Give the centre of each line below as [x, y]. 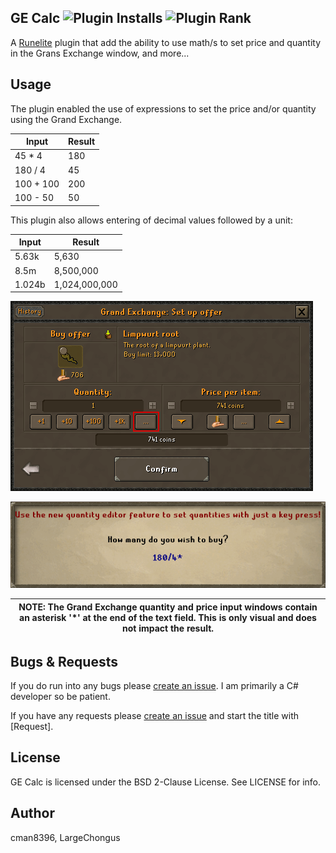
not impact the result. [168, 628]
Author [32, 813]
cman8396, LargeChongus [65, 837]
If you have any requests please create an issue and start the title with [155, 716]
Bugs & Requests [64, 661]
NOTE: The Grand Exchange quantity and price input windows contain [168, 607]
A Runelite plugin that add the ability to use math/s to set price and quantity [166, 42]
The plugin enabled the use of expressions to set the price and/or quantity [163, 108]
